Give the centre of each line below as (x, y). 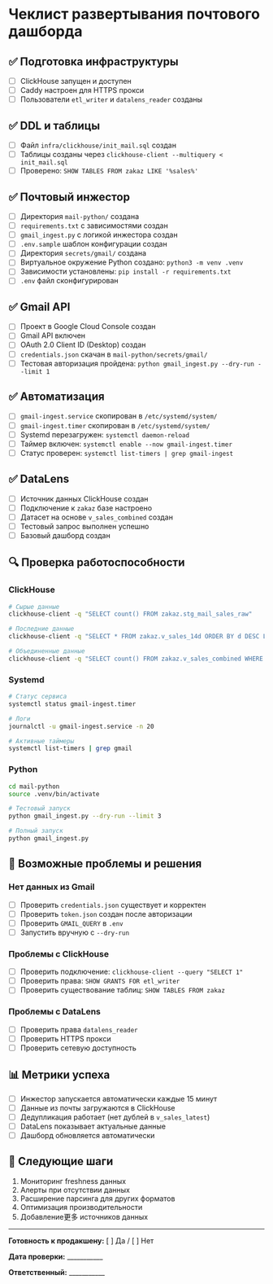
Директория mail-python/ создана (80, 216)
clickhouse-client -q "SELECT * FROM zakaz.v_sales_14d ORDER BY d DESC (134, 637)
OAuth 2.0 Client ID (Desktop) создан (83, 345)
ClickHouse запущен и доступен (76, 81)
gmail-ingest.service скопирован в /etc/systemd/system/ (119, 416)
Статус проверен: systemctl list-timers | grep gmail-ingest (127, 453)
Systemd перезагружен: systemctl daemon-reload (104, 434)
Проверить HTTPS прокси (65, 1038)
